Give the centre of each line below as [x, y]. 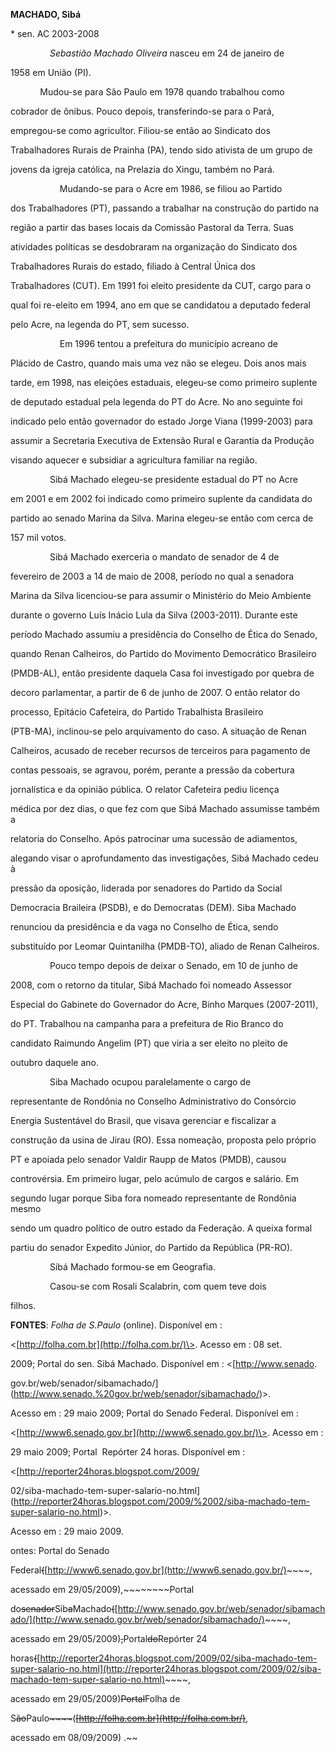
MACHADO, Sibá [46, 14]
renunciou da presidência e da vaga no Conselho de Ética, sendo [144, 927]
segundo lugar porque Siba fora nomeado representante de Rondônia [153, 1198]
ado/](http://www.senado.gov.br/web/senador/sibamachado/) [137, 1619]
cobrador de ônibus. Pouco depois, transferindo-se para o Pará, [142, 111]
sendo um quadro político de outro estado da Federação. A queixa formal [161, 1228]
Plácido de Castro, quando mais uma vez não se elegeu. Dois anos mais [158, 363]
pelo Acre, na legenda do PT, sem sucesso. [100, 324]
